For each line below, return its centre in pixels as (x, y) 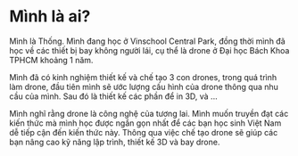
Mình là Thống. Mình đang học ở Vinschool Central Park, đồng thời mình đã (147, 41)
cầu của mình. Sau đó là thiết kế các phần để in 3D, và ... (113, 96)
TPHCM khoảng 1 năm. (51, 60)
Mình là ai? (50, 16)
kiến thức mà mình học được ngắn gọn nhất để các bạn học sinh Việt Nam (145, 123)
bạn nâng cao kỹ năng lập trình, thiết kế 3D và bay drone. (115, 142)
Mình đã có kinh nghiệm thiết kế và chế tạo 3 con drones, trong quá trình (143, 77)
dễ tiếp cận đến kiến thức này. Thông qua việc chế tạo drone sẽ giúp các (144, 132)
